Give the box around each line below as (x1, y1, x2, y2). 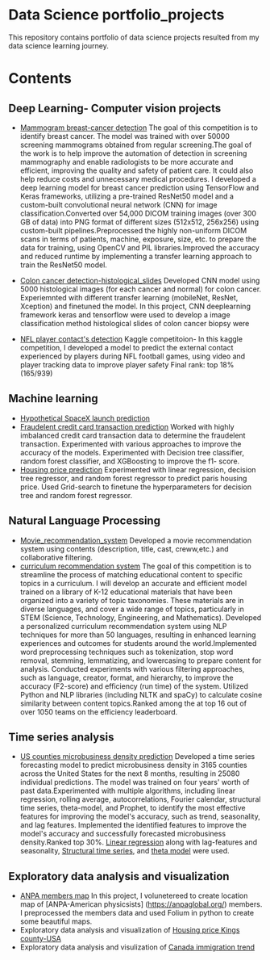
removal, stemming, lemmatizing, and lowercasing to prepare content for (19, 656, 262, 665)
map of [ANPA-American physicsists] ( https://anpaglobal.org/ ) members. (19, 899, 263, 909)
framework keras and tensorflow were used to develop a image (19, 309, 231, 320)
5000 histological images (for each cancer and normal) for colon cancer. (19, 284, 262, 294)
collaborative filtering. (19, 552, 93, 562)
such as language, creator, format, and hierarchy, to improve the (19, 673, 234, 682)
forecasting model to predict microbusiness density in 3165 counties (19, 761, 247, 770)
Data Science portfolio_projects (8, 6, 225, 24)
